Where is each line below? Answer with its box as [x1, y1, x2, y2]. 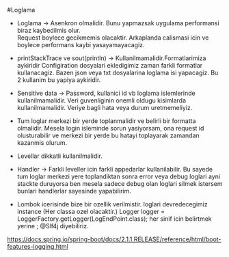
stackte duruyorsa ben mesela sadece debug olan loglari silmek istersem [16, 180, 223, 187]
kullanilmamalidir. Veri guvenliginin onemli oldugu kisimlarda [16, 96, 187, 105]
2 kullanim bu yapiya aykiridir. [16, 76, 101, 84]
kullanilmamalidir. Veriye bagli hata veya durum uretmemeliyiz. [16, 104, 193, 111]
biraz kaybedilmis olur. [16, 27, 81, 34]
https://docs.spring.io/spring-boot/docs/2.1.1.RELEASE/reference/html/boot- [7, 235, 221, 243]
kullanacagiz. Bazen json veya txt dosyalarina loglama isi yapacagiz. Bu [16, 68, 219, 77]
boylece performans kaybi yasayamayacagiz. [16, 41, 145, 49]
